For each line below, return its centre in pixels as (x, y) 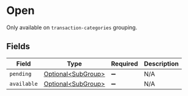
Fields (18, 46)
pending (21, 74)
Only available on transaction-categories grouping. (72, 27)
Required (125, 63)
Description (161, 63)
